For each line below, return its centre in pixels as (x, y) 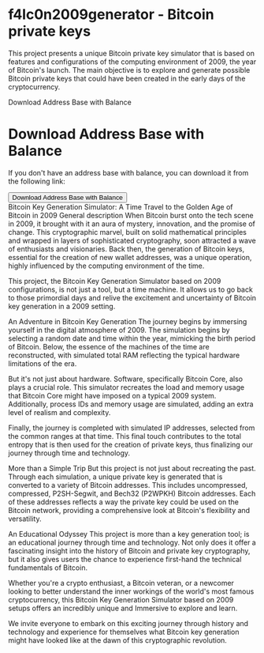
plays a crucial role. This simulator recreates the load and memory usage (126, 387)
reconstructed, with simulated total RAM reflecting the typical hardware (124, 355)
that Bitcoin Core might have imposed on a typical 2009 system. (112, 395)
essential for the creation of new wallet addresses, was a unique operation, (130, 257)
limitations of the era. (43, 363)
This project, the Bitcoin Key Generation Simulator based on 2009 (115, 281)
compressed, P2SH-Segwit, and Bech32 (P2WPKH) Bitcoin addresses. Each (132, 493)
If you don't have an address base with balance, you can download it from (128, 172)
